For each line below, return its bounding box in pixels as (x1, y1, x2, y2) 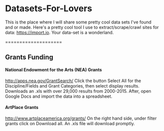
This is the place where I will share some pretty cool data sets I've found (5, 19, 152, 25)
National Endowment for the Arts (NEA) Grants (5, 66, 102, 72)
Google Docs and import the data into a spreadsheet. (5, 93, 112, 99)
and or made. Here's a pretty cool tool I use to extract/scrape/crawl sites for (5, 24, 159, 30)
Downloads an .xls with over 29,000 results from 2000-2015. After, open (5, 88, 151, 94)
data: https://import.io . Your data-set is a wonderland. (5, 29, 114, 35)
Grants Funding (5, 53, 54, 62)
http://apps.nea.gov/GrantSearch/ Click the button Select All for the (5, 78, 141, 84)
